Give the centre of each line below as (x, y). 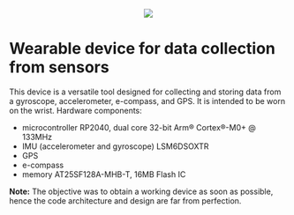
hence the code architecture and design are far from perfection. (125, 200)
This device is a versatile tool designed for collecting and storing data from (145, 92)
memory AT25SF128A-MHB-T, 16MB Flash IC (104, 174)
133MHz (37, 137)
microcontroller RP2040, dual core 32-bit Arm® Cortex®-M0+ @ (139, 127)
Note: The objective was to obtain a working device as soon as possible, (141, 191)
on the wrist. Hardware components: (76, 110)
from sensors (59, 67)
